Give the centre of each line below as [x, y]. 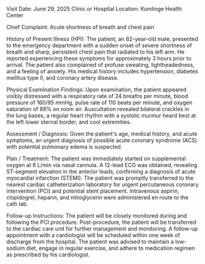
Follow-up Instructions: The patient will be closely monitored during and [97, 216]
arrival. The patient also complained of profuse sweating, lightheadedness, [101, 65]
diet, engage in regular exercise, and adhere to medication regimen [111, 248]
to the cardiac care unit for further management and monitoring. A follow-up [102, 229]
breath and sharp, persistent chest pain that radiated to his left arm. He [95, 52]
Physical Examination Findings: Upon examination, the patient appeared [97, 90]
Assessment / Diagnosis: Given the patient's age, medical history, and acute [102, 134]
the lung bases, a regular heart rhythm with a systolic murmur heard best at [101, 116]
